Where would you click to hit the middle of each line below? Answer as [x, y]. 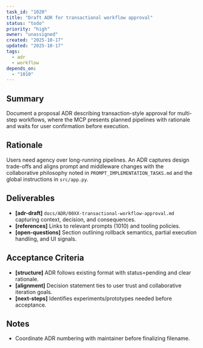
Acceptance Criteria [45, 258]
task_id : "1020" [27, 12]
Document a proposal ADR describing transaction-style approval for [91, 114]
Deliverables [31, 198]
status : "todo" [25, 23]
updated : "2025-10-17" [35, 46]
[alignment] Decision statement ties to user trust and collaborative [98, 285]
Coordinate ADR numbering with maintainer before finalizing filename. [102, 338]
